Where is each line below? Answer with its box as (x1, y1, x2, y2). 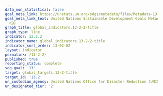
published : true (5, 57, 38, 62)
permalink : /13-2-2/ (5, 52, 47, 57)
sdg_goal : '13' (5, 66, 36, 71)
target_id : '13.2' (5, 75, 42, 80)
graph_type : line (5, 30, 40, 34)
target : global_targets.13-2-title (5, 70, 77, 75)
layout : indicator (5, 48, 42, 52)
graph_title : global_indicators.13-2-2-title (5, 25, 98, 30)
